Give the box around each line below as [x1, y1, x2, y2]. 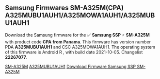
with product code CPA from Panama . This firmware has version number [5, 39, 151, 45]
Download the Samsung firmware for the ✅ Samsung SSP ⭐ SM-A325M [5, 32, 150, 38]
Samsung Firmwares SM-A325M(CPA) [5, 4, 124, 12]
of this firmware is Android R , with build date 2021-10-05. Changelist [5, 49, 143, 55]
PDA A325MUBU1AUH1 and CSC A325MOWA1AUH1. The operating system [5, 44, 156, 50]
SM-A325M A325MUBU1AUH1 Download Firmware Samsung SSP [5, 64, 136, 69]
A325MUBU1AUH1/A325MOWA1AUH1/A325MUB [5, 12, 155, 20]
